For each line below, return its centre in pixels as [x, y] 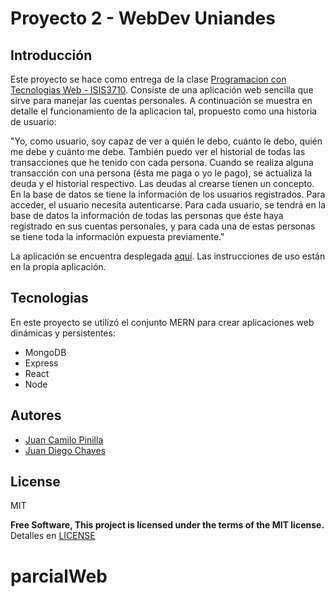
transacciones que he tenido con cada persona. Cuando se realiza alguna [162, 162]
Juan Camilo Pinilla [64, 439]
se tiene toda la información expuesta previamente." [117, 236]
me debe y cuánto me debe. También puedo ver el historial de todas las [158, 151]
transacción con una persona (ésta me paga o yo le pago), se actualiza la [161, 173]
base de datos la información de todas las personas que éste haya [147, 215]
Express [41, 363]
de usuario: [33, 121]
